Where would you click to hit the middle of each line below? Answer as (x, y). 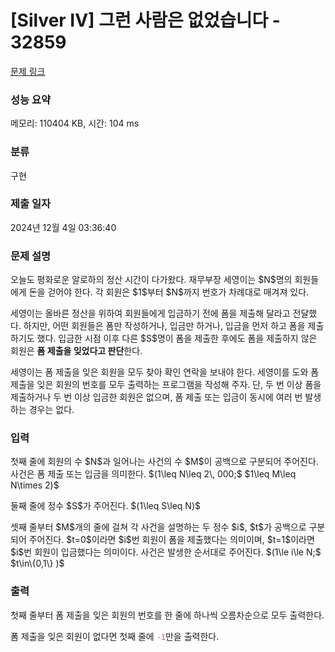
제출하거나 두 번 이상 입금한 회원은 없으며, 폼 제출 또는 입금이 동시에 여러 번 (156, 397)
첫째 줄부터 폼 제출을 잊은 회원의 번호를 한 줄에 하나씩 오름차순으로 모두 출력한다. (167, 615)
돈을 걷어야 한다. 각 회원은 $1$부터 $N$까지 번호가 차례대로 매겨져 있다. (169, 292)
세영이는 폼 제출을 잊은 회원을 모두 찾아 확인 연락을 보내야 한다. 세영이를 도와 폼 (165, 372)
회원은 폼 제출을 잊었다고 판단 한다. (76, 351)
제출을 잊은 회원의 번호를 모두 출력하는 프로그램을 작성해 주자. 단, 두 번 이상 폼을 (166, 385)
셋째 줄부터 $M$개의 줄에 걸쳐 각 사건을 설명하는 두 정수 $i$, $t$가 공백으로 (158, 527)
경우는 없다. (51, 410)
